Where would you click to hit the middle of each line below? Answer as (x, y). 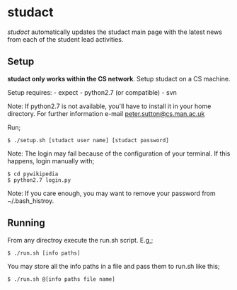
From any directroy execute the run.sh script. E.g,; (80, 240)
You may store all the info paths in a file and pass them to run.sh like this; (114, 266)
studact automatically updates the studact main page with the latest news (115, 32)
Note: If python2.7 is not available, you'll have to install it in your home (109, 106)
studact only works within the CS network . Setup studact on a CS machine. (119, 79)
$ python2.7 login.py (39, 180)
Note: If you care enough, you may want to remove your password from (111, 193)
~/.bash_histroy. (31, 201)
